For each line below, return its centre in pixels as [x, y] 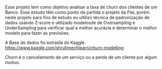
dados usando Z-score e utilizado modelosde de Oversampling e [70, 23]
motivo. [13, 62]
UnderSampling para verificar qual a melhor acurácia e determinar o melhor [81, 28]
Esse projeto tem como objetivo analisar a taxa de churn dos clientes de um [81, 7]
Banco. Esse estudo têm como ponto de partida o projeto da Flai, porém [77, 12]
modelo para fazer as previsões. [37, 33]
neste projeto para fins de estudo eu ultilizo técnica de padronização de [77, 17]
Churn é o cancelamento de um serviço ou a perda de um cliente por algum [81, 57]
